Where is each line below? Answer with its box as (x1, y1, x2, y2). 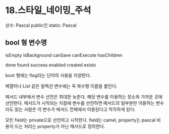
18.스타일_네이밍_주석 (5, 5, 91, 16)
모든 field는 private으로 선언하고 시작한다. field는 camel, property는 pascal (5, 117, 155, 123)
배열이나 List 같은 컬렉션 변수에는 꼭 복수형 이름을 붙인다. (5, 83, 118, 89)
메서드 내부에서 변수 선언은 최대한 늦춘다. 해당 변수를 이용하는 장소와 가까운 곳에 (5, 94, 163, 100)
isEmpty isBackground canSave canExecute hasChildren (5, 52, 123, 58)
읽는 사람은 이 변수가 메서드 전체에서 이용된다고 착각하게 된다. (14, 106, 136, 112)
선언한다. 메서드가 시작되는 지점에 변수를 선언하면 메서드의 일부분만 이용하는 (5, 100, 155, 106)
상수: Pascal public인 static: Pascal (5, 22, 77, 28)
